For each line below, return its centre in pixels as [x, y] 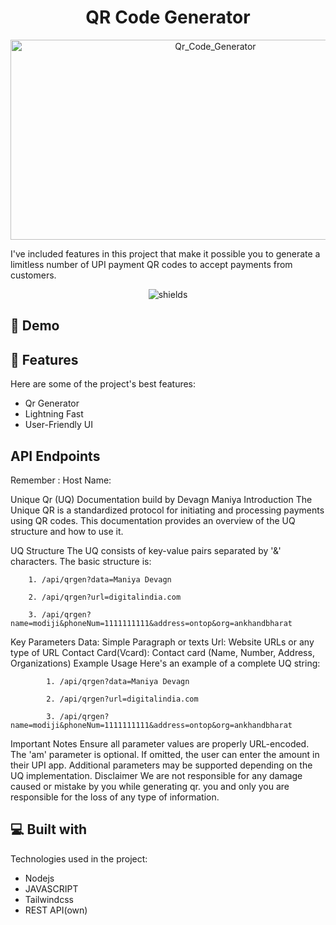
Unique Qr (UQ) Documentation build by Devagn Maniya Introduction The [161, 499]
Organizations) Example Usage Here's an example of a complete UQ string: [165, 663]
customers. [33, 275]
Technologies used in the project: [79, 858]
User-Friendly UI [59, 425]
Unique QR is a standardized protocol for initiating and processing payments [167, 510]
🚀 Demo [35, 326]
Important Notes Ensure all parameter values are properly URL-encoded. [160, 743]
